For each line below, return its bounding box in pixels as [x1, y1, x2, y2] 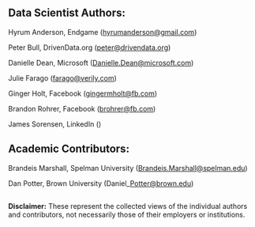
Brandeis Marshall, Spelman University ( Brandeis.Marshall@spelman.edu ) [8, 163, 248, 172]
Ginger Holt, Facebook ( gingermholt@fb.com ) [8, 89, 158, 98]
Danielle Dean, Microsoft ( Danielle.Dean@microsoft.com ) [8, 58, 194, 67]
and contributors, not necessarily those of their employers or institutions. [8, 210, 246, 220]
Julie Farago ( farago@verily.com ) [8, 73, 117, 82]
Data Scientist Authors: [8, 6, 126, 20]
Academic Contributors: [8, 142, 130, 156]
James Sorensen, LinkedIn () [8, 119, 102, 129]
